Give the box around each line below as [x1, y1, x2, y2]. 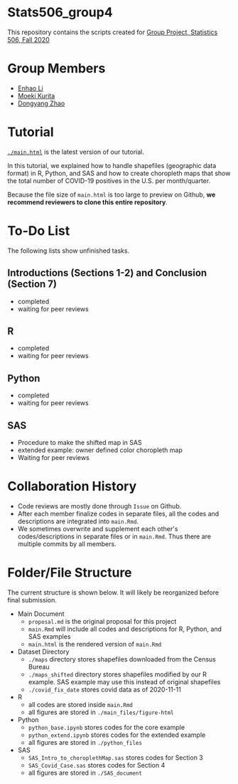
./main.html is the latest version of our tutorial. [7, 147, 144, 156]
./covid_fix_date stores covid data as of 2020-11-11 [28, 685, 181, 694]
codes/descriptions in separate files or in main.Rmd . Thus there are [17, 532, 212, 540]
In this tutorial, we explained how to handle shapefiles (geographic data [7, 161, 217, 169]
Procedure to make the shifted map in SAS [17, 439, 142, 446]
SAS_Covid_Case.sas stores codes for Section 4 [28, 761, 166, 769]
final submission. [7, 595, 57, 604]
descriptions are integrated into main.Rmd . [17, 517, 139, 526]
